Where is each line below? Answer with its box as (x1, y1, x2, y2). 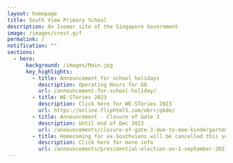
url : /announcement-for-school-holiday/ (37, 87, 157, 94)
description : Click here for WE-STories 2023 (37, 101, 172, 108)
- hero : (13, 55, 36, 62)
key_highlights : (25, 68, 73, 75)
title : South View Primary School (7, 17, 107, 24)
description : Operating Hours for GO (37, 81, 148, 88)
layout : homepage (7, 10, 58, 17)
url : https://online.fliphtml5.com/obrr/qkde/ (37, 107, 175, 114)
